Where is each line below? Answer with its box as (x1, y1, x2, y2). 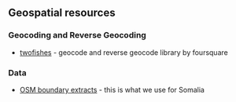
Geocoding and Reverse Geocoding (8, 30, 147, 41)
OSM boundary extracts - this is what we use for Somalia (19, 85, 205, 94)
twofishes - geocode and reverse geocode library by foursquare (19, 47, 228, 57)
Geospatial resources (8, 6, 116, 20)
